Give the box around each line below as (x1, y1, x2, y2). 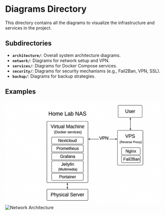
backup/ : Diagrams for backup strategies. (12, 73, 96, 79)
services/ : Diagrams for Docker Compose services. (12, 62, 117, 68)
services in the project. (5, 25, 52, 31)
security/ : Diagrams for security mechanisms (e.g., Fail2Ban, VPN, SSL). (12, 68, 161, 74)
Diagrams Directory (5, 3, 87, 15)
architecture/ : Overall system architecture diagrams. (12, 52, 121, 58)
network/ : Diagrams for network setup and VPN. (12, 58, 110, 63)
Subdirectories (5, 39, 52, 48)
